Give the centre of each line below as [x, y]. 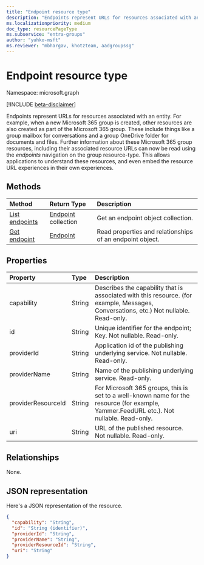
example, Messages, [124, 303]
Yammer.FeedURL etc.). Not [134, 411]
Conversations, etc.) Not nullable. [142, 311]
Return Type [68, 204]
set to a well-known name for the [142, 396]
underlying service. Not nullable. [141, 353]
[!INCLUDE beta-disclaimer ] [41, 104]
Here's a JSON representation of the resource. [64, 506]
